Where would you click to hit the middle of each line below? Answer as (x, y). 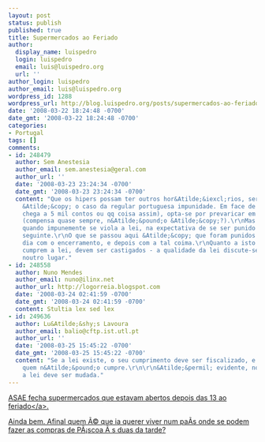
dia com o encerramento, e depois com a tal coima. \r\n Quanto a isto (139, 243)
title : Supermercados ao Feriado (63, 37)
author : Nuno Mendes (49, 272)
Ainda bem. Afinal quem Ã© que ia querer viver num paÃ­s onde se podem (129, 421)
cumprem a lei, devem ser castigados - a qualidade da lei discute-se (141, 250)
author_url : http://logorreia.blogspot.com (88, 287)
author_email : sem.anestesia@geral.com (81, 170)
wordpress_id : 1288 (40, 96)
